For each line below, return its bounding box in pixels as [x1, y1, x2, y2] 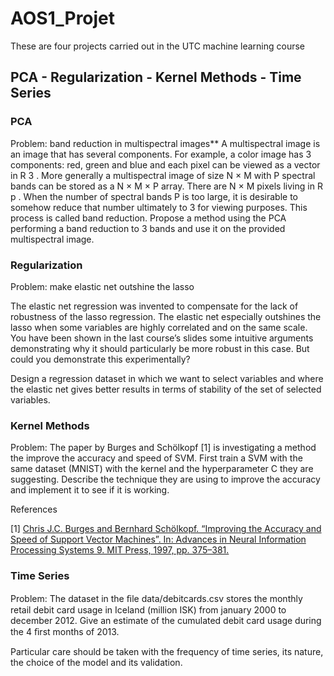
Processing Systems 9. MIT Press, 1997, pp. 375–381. [10, 544, 230, 556]
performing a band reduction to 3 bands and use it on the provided [10, 222, 286, 234]
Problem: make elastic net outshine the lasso [10, 280, 195, 292]
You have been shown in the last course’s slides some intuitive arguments [10, 332, 314, 344]
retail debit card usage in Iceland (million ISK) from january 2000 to [10, 603, 287, 616]
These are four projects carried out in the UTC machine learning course [10, 40, 306, 52]
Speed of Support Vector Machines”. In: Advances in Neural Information [10, 533, 307, 546]
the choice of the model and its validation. [10, 656, 183, 668]
